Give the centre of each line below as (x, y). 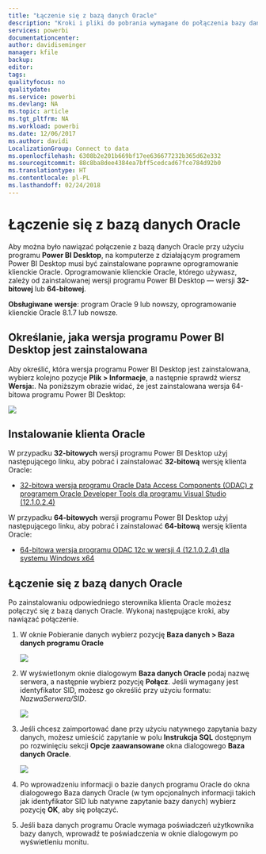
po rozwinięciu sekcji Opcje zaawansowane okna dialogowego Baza (132, 746)
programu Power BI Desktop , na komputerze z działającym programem (124, 255)
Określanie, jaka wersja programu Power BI (116, 338)
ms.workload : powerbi (44, 126)
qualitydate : (30, 89)
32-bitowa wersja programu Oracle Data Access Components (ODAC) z (136, 486)
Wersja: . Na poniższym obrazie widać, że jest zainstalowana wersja (119, 386)
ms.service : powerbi (42, 97)
